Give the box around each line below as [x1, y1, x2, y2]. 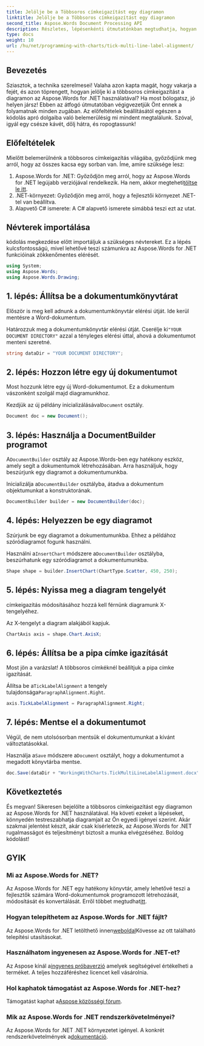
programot [6, 439, 47, 450]
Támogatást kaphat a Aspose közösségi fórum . [6, 998, 123, 1005]
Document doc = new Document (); [6, 413, 88, 420]
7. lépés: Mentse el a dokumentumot [6, 717, 146, 727]
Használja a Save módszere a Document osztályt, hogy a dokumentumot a [6, 752, 184, 759]
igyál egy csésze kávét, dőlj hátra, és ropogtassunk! [6, 120, 137, 128]
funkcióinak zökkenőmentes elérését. [6, 251, 100, 258]
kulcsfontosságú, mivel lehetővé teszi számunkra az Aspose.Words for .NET [6, 244, 197, 252]
